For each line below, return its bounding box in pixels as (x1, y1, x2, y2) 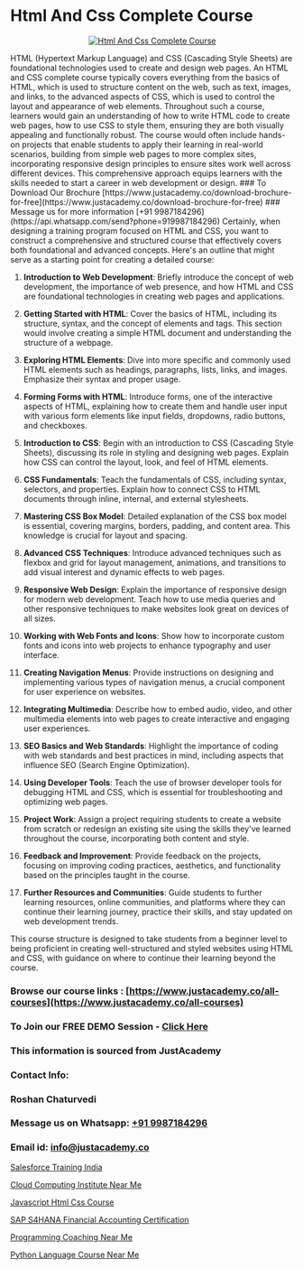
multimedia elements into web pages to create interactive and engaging (23, 713, 290, 724)
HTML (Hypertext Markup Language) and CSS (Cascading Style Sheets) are (10, 52, 293, 63)
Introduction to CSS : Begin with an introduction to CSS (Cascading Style (23, 437, 294, 448)
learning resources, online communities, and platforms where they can (23, 896, 287, 907)
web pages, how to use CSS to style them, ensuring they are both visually (10, 119, 285, 131)
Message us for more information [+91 (10, 206, 152, 217)
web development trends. (23, 915, 119, 926)
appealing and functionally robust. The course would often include (10, 129, 258, 140)
